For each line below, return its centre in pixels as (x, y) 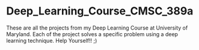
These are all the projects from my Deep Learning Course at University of (97, 28)
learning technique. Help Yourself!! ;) (52, 40)
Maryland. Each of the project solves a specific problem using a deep (92, 34)
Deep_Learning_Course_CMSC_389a (100, 11)
